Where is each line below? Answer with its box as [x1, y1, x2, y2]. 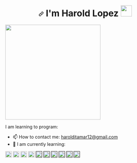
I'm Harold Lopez [45, 8, 119, 19]
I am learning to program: [5, 124, 58, 130]
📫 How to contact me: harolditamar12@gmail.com [12, 134, 118, 140]
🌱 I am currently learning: [12, 141, 66, 147]
